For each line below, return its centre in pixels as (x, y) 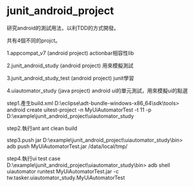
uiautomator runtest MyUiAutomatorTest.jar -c (63, 171)
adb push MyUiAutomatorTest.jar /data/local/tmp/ (67, 146)
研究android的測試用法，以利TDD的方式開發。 (63, 28)
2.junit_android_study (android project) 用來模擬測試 (70, 65)
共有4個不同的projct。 (34, 40)
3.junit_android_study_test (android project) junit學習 (70, 78)
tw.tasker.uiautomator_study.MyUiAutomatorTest (66, 178)
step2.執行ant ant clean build (42, 128)
